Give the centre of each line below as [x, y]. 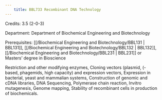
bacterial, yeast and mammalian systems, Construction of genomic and [76, 78]
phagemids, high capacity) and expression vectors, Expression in [85, 72]
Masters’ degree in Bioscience [36, 58]
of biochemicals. [22, 93]
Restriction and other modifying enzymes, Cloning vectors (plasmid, [73, 67]
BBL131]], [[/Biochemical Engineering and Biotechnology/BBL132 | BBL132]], [81, 47]
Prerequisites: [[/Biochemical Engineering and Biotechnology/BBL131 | [75, 42]
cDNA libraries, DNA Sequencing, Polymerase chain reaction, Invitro [73, 83]
